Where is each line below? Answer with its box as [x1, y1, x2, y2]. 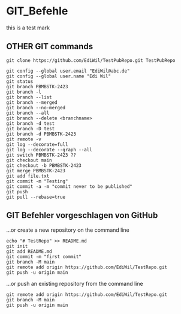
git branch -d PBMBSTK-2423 [6, 131, 77, 137]
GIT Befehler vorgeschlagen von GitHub [6, 210, 158, 220]
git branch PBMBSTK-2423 [6, 83, 68, 89]
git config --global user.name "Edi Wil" [6, 73, 111, 79]
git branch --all [6, 110, 50, 116]
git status [6, 78, 34, 85]
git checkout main [6, 157, 52, 163]
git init [6, 243, 28, 249]
